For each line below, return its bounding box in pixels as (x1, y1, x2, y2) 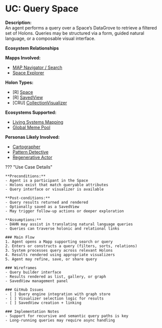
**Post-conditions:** (5, 195, 50, 200)
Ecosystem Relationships (5, 45, 59, 51)
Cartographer (12, 143, 41, 150)
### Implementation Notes (5, 309, 59, 314)
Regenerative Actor (12, 154, 52, 160)
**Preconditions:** (5, 173, 46, 179)
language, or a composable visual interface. (5, 35, 96, 41)
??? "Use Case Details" (5, 164, 52, 170)
